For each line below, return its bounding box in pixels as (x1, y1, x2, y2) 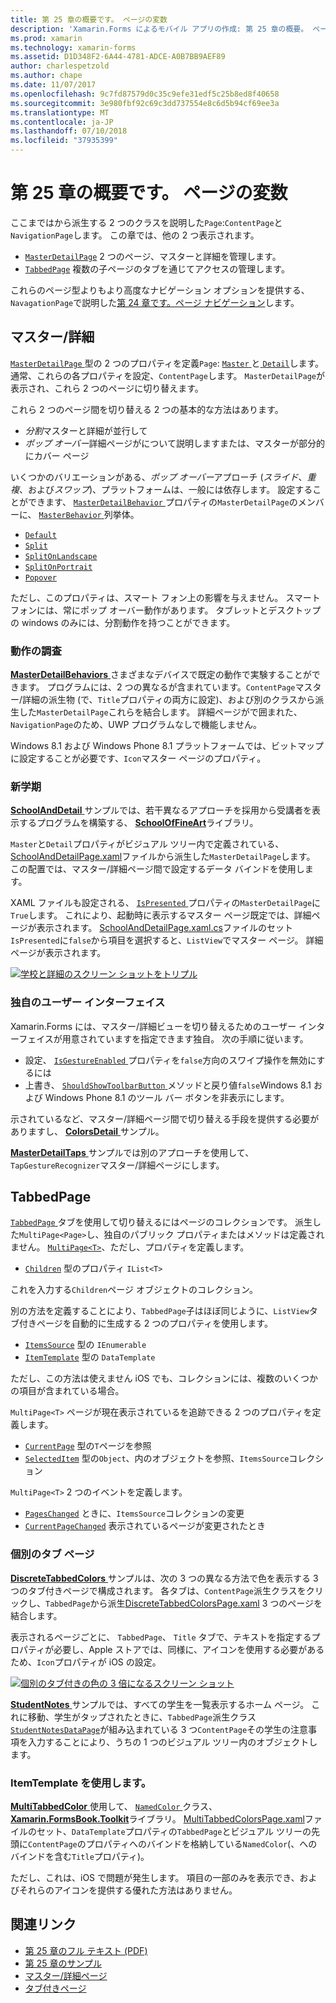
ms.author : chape (10, 71, 83, 81)
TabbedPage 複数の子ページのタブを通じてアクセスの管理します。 (24, 262, 290, 275)
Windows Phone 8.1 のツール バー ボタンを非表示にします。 (44, 1091, 290, 1103)
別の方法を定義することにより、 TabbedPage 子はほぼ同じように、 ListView (10, 1305, 310, 1317)
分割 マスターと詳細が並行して (24, 424, 148, 436)
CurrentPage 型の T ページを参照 (24, 1440, 152, 1452)
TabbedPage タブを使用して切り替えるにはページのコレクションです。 (10, 1216, 293, 1228)
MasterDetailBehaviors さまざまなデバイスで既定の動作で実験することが (10, 669, 312, 681)
